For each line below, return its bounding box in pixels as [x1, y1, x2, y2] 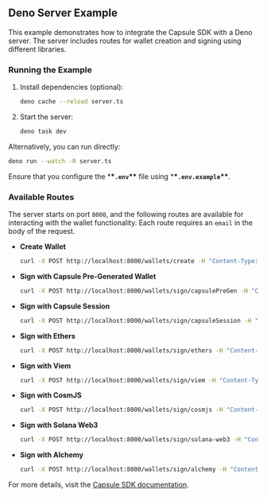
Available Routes [8, 191, 75, 202]
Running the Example [8, 64, 93, 75]
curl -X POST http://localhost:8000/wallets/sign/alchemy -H [19, 465, 227, 474]
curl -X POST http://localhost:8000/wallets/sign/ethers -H [19, 346, 223, 355]
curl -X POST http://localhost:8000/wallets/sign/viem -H [19, 376, 216, 384]
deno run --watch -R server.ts [8, 157, 112, 165]
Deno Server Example [8, 6, 118, 20]
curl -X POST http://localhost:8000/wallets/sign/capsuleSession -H [19, 316, 252, 324]
